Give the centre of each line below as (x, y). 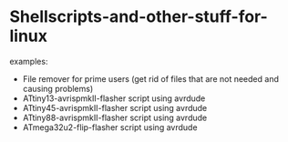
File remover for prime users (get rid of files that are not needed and (151, 78)
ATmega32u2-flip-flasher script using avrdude (110, 127)
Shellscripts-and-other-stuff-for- (139, 17)
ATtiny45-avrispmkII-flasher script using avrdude (115, 107)
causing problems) (58, 88)
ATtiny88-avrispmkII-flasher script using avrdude (115, 117)
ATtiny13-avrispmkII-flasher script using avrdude (114, 98)
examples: (29, 61)
